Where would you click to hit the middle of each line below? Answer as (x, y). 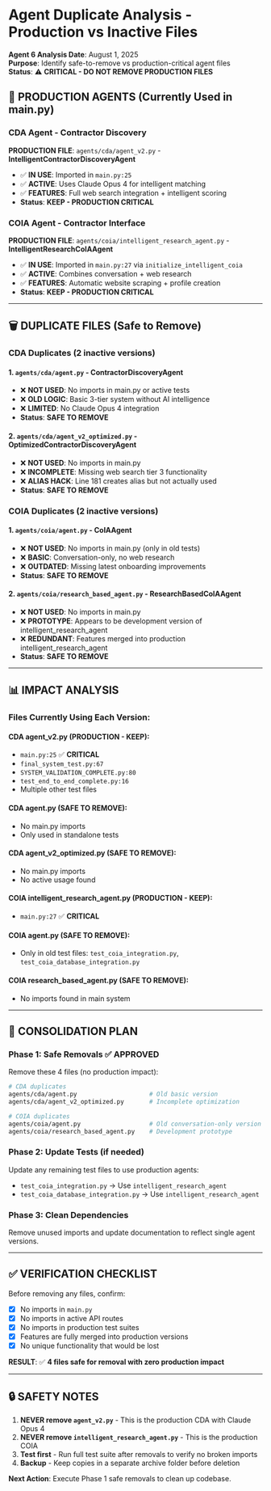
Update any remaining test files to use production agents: (104, 1169)
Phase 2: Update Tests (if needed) (77, 1152)
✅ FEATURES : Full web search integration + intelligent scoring (123, 192)
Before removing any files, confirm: (67, 1293)
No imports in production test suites (79, 1327)
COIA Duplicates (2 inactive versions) (83, 511)
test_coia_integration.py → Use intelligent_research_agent (123, 1185)
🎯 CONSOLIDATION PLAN (73, 1031)
